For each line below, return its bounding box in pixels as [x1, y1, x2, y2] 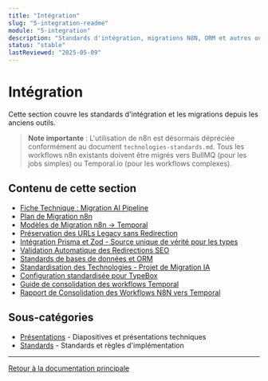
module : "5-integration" [8, 26, 91, 34]
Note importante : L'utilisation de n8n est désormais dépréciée [27, 133, 235, 143]
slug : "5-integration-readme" [8, 19, 109, 27]
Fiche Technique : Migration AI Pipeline [19, 202, 149, 212]
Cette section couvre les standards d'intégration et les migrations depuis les [8, 109, 259, 119]
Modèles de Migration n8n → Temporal [19, 220, 148, 230]
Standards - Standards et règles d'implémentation [19, 340, 185, 350]
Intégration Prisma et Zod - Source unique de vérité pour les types [19, 237, 238, 246]
